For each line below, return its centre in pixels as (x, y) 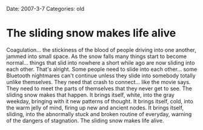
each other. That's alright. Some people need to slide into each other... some (102, 69)
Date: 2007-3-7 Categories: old (45, 9)
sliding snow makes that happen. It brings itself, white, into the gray (90, 95)
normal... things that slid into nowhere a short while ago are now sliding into (101, 62)
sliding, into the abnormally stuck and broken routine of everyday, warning (99, 114)
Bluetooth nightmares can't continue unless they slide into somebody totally (101, 76)
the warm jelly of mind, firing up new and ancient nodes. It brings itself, (95, 108)
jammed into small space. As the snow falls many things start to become (96, 56)
